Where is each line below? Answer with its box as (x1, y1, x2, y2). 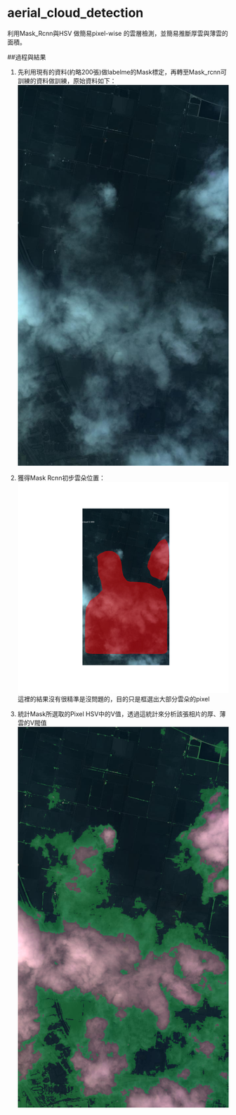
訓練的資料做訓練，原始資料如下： (17, 76, 117, 85)
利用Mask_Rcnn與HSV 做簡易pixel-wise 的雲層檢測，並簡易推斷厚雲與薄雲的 (7, 29, 228, 37)
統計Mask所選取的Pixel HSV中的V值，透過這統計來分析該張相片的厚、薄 (17, 709, 226, 718)
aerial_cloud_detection (7, 5, 144, 21)
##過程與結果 (7, 53, 46, 61)
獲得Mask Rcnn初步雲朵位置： (17, 473, 105, 482)
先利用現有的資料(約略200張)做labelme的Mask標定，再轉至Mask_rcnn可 (17, 68, 227, 76)
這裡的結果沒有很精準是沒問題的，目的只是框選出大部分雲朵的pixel (17, 694, 210, 703)
